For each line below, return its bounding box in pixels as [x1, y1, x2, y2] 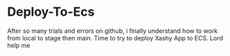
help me [7, 41, 30, 49]
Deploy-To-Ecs [7, 4, 95, 20]
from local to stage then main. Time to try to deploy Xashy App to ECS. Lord [7, 33, 224, 42]
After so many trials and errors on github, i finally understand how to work [7, 27, 218, 35]
